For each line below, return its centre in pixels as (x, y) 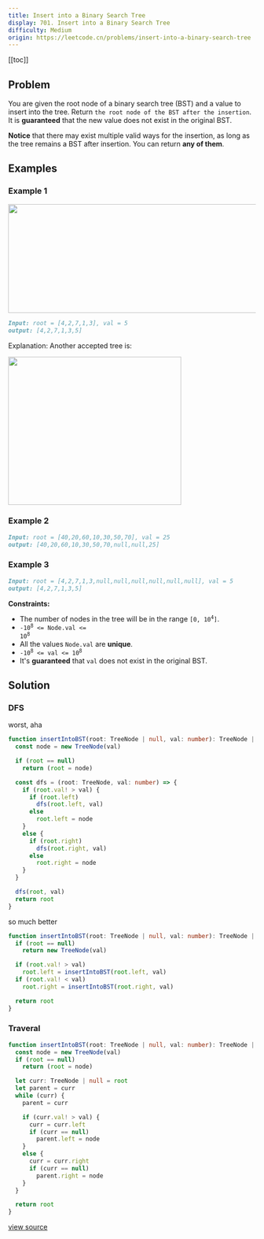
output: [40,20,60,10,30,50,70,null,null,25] (84, 544)
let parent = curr (46, 1089)
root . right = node (66, 863)
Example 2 (29, 521)
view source (28, 1227)
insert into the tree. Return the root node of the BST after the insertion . (130, 112)
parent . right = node (70, 1176)
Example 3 (29, 565)
